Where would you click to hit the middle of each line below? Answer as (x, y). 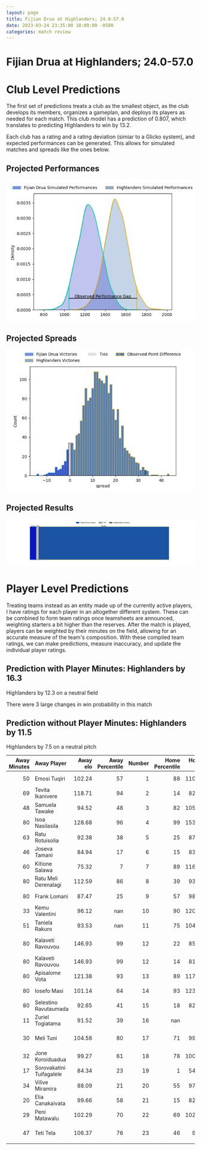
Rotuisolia (47, 840)
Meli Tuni (46, 1038)
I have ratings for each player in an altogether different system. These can (98, 611)
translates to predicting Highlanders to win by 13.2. (69, 125)
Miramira (46, 1089)
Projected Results (40, 508)
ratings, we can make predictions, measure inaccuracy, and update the (94, 643)
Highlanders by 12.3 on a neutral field (52, 692)
